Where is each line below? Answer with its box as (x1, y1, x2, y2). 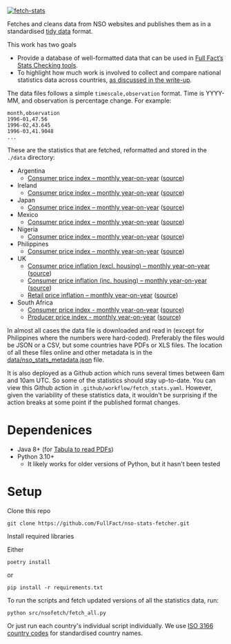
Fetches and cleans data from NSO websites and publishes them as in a (7, 20, 212, 28)
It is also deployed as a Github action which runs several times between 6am (7, 369, 225, 377)
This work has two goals (7, 41, 77, 48)
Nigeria (17, 225, 39, 233)
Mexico (17, 211, 39, 218)
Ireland (17, 181, 37, 189)
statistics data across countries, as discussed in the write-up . (17, 76, 192, 84)
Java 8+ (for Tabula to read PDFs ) (17, 445, 114, 453)
